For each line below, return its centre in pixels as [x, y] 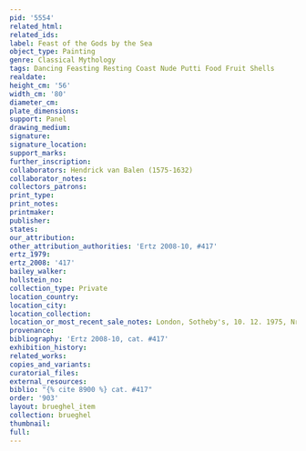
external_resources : [49, 381]
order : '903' [34, 398]
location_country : [44, 296]
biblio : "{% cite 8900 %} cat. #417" [81, 390]
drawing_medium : [40, 128]
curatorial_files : [44, 373]
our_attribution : [42, 237]
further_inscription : [51, 161]
